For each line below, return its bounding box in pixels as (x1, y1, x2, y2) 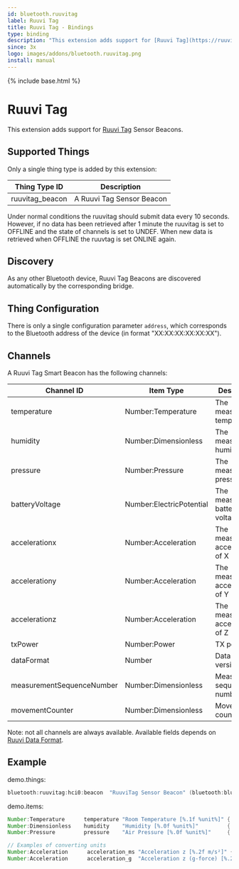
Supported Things (7, 146, 90, 158)
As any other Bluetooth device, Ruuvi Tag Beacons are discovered (7, 274, 201, 283)
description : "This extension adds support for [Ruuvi (7, 37, 174, 44)
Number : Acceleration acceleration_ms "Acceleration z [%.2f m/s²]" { (7, 848, 234, 856)
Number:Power (124, 639, 176, 649)
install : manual (7, 57, 55, 64)
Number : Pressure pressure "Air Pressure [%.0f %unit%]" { (7, 829, 231, 836)
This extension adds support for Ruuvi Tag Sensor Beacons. (7, 125, 184, 133)
